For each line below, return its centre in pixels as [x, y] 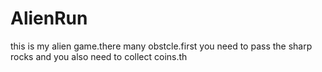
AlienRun [49, 18]
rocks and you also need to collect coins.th [99, 56]
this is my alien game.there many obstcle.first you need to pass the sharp [161, 46]
